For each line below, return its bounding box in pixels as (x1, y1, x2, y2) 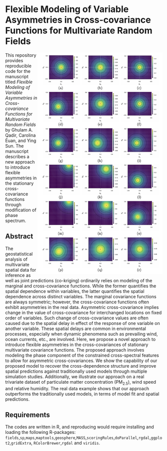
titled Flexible (5, 79, 33, 85)
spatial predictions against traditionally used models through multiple (5, 368, 147, 374)
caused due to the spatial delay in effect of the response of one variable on (5, 320, 160, 326)
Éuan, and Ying (5, 137, 36, 144)
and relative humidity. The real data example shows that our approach (5, 385, 149, 391)
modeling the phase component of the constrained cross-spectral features (5, 352, 159, 358)
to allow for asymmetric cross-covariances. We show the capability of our (5, 358, 157, 364)
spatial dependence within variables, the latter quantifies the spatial (5, 288, 144, 294)
